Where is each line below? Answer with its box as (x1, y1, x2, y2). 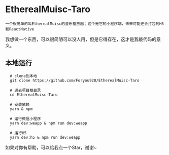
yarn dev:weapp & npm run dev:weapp (10, 121, 87, 126)
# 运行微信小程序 (10, 116, 41, 121)
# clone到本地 (10, 73, 38, 79)
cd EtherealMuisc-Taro (10, 92, 58, 97)
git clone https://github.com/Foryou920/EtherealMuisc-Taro (10, 77, 140, 83)
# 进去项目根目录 (10, 88, 41, 93)
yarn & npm (10, 106, 33, 111)
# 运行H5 (10, 130, 27, 135)
